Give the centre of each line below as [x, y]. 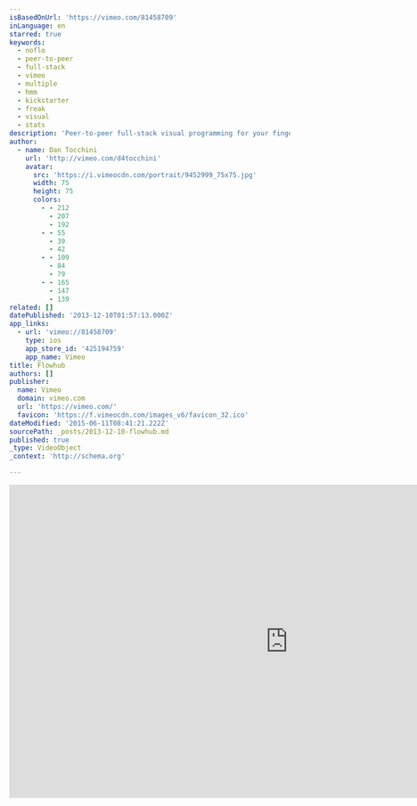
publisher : [29, 382]
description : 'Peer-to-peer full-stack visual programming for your [139, 134]
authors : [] [31, 374]
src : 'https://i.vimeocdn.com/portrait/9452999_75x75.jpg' [144, 175]
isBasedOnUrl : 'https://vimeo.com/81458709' [93, 17]
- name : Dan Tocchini [57, 150]
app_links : [29, 324]
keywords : [28, 42]
